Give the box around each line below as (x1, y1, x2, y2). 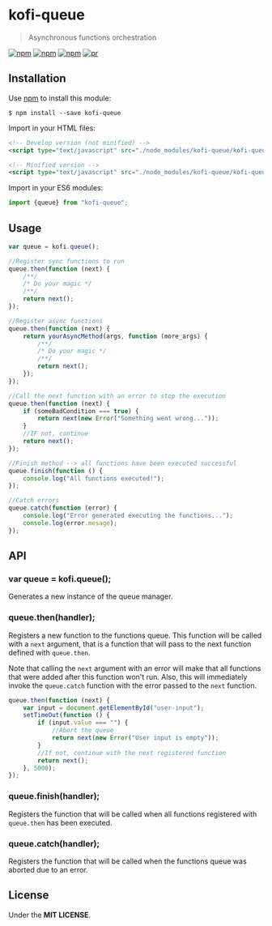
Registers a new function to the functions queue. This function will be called (8, 630, 262, 640)
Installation (8, 71, 66, 86)
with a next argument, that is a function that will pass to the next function (8, 638, 252, 649)
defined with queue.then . (8, 647, 91, 657)
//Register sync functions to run (8, 257, 125, 265)
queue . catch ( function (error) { (8, 504, 117, 512)
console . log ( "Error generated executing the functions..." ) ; (23, 512, 233, 520)
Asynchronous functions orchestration (28, 32, 157, 42)
